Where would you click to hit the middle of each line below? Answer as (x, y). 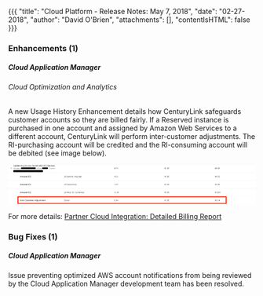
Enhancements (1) (43, 48)
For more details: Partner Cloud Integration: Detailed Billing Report (115, 217)
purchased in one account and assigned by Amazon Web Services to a (122, 128)
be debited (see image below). (58, 153)
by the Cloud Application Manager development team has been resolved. (126, 284)
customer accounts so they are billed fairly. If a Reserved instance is (119, 119)
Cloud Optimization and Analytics (63, 86)
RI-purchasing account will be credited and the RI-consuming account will (128, 144)
